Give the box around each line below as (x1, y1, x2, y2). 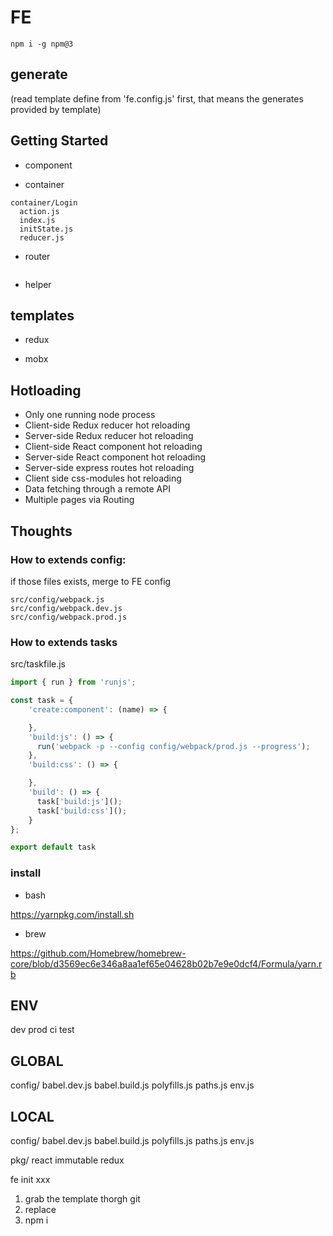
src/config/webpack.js (10, 594, 105, 605)
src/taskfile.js (10, 658, 66, 670)
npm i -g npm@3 (10, 39, 74, 49)
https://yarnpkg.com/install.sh (10, 908, 135, 920)
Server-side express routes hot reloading (24, 462, 195, 474)
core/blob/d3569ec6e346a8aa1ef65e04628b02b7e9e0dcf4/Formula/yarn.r (10, 957, 323, 970)
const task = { (10, 696, 74, 706)
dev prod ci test (10, 1024, 75, 1036)
